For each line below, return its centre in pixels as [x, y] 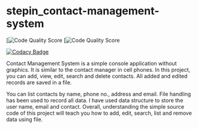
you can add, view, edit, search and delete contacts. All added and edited [97, 76]
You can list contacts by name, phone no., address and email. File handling [99, 94]
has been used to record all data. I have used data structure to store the [95, 100]
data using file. [25, 119]
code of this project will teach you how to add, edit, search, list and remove [99, 113]
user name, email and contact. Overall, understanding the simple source [95, 106]
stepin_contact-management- [83, 11]
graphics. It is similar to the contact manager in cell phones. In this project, [98, 69]
